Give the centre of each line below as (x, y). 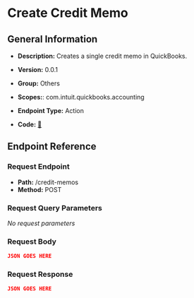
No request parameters (41, 223)
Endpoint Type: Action (51, 111)
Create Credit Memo (68, 13)
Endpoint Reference (52, 147)
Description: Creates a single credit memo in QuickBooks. (102, 56)
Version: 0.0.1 (38, 70)
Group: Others (38, 83)
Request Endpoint (38, 167)
